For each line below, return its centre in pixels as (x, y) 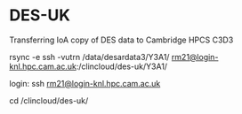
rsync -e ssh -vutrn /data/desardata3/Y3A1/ (89, 57)
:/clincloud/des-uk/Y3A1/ (121, 66)
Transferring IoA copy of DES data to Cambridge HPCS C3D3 (121, 40)
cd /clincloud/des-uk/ (49, 100)
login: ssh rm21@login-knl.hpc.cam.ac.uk (85, 83)
